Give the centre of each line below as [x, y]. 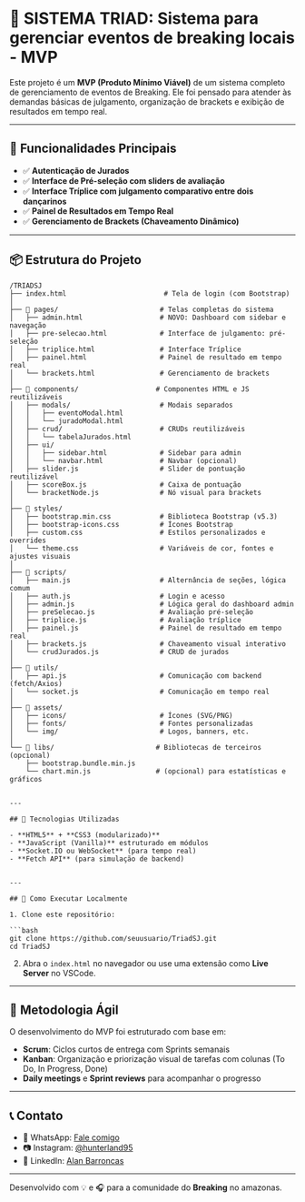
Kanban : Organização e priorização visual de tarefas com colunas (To [154, 1059]
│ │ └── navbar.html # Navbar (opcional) [123, 460]
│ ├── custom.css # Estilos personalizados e [138, 532]
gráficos [26, 779]
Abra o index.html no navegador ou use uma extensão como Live [146, 963]
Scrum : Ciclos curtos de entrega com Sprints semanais [126, 1049]
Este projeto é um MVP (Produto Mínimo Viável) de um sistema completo [148, 82]
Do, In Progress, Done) [65, 1069]
